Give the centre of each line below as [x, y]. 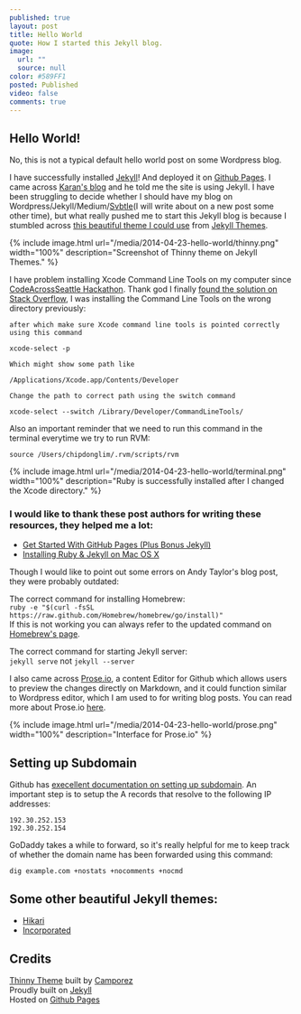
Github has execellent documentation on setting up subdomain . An [133, 785]
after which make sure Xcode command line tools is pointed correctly [145, 325]
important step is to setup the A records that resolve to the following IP [141, 795]
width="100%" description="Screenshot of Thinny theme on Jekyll [133, 253]
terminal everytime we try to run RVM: [80, 438]
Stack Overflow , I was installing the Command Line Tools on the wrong [141, 299]
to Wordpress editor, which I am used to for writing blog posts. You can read [151, 698]
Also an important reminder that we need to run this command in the [136, 429]
